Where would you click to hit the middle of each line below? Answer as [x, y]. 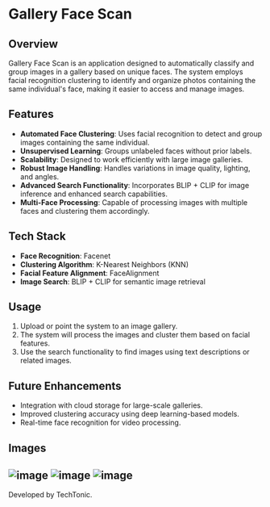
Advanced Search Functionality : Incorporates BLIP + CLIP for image [135, 185]
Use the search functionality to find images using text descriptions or [135, 352]
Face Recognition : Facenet [65, 256]
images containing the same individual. [85, 142]
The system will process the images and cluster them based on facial [135, 335]
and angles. [39, 176]
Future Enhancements [65, 385]
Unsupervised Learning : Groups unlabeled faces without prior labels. [136, 151]
